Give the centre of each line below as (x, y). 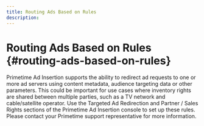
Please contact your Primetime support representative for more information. (101, 116)
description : (23, 18)
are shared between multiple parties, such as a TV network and (86, 97)
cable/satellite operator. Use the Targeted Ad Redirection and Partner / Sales (102, 103)
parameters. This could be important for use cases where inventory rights (99, 90)
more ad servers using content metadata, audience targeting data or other (100, 84)
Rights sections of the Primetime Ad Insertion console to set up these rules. (101, 110)
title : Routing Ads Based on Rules (51, 12)
